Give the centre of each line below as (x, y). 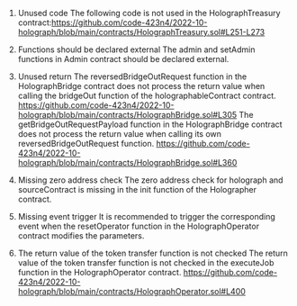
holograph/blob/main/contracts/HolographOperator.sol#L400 (131, 291)
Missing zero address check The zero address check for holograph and (150, 180)
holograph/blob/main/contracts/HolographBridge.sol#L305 (127, 115)
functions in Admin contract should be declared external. (123, 59)
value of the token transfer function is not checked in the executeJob (146, 263)
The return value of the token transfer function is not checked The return (153, 253)
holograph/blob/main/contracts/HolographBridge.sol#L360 (127, 162)
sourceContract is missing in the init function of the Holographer (137, 189)
